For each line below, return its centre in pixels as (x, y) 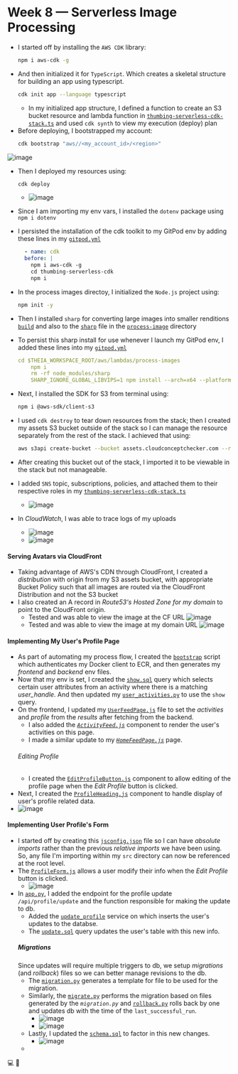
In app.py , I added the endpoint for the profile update (95, 893)
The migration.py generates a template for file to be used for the (123, 980)
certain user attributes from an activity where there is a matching (113, 687)
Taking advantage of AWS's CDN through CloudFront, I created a (113, 572)
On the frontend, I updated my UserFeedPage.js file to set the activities (120, 710)
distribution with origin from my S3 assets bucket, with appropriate (115, 579)
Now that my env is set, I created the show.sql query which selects (115, 680)
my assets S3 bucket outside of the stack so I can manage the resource (123, 428)
